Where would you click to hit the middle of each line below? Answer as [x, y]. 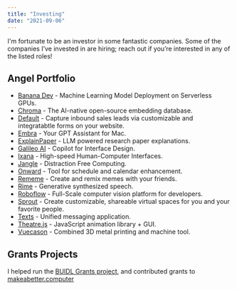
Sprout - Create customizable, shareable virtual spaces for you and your [123, 202]
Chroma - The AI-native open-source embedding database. [105, 110]
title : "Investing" [36, 14]
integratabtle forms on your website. [71, 126]
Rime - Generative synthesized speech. [75, 187]
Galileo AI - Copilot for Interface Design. [76, 149]
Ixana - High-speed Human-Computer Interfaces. [90, 156]
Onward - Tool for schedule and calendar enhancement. [100, 171]
